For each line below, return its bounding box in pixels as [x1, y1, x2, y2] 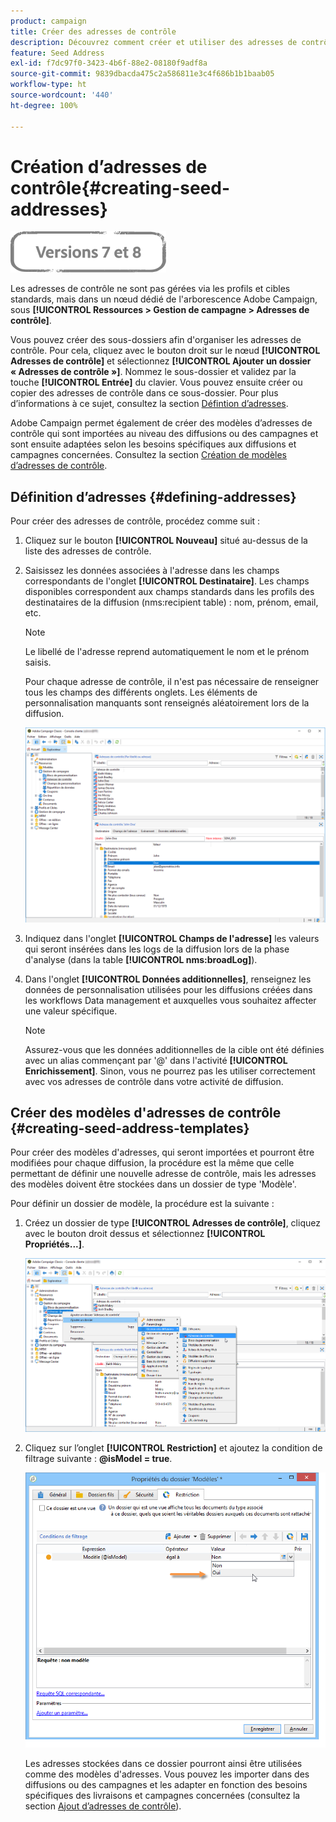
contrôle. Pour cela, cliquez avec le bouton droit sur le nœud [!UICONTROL [10, 345, 321, 357]
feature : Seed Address [10, 48, 105, 58]
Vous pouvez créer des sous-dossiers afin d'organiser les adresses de [10, 334, 302, 346]
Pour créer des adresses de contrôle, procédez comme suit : [10, 515, 261, 527]
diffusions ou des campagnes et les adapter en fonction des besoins [24, 1778, 308, 1790]
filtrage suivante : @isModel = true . [24, 1452, 173, 1464]
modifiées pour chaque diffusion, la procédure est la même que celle [10, 1157, 295, 1169]
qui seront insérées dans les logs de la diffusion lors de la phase [24, 943, 290, 955]
